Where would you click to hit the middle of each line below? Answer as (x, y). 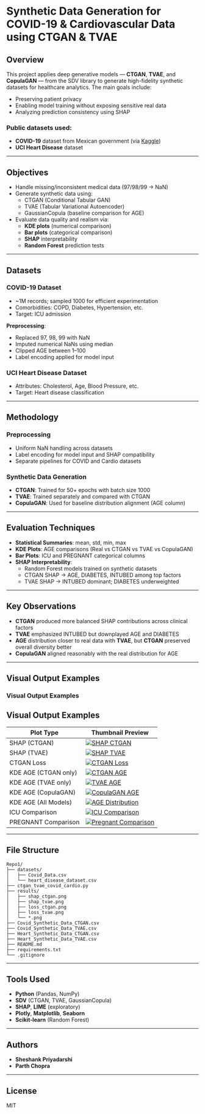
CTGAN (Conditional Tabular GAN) (67, 200)
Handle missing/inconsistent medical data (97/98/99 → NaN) (92, 187)
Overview (25, 59)
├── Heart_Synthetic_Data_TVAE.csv (52, 939)
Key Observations (41, 606)
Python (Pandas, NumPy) (47, 994)
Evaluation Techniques (51, 528)
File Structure (33, 850)
